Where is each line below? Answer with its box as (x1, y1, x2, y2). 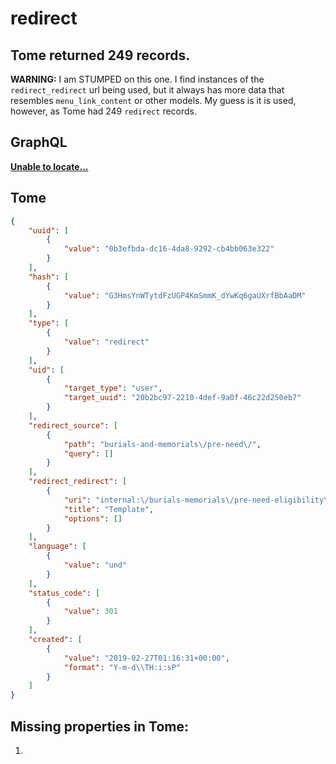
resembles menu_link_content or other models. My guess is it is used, (10, 95, 297, 106)
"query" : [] (63, 448, 114, 459)
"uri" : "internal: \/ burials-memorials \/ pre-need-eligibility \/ (63, 495, 333, 505)
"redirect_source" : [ (28, 420, 118, 431)
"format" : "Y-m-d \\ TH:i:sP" (63, 662, 182, 672)
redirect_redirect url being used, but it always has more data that (10, 84, 285, 96)
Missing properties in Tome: (10, 718, 189, 735)
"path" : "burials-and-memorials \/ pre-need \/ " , (63, 439, 262, 449)
